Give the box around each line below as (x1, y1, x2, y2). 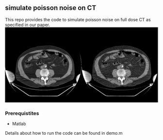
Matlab (12, 121, 26, 127)
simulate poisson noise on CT (5, 4, 97, 12)
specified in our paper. (5, 22, 50, 28)
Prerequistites (5, 110, 39, 116)
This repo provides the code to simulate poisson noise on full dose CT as (5, 16, 151, 22)
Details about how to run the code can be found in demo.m (5, 130, 123, 136)
